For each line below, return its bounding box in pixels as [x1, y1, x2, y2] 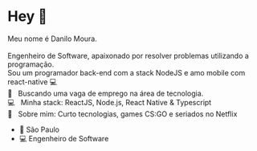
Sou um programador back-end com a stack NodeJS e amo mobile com [7, 67, 246, 77]
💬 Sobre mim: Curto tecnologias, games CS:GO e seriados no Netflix [7, 108, 238, 119]
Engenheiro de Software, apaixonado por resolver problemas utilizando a [7, 51, 250, 60]
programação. [7, 59, 55, 69]
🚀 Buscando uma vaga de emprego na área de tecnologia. [7, 88, 204, 98]
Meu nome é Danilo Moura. [7, 34, 97, 43]
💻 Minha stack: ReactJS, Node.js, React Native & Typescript [7, 97, 212, 107]
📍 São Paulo [18, 124, 59, 134]
